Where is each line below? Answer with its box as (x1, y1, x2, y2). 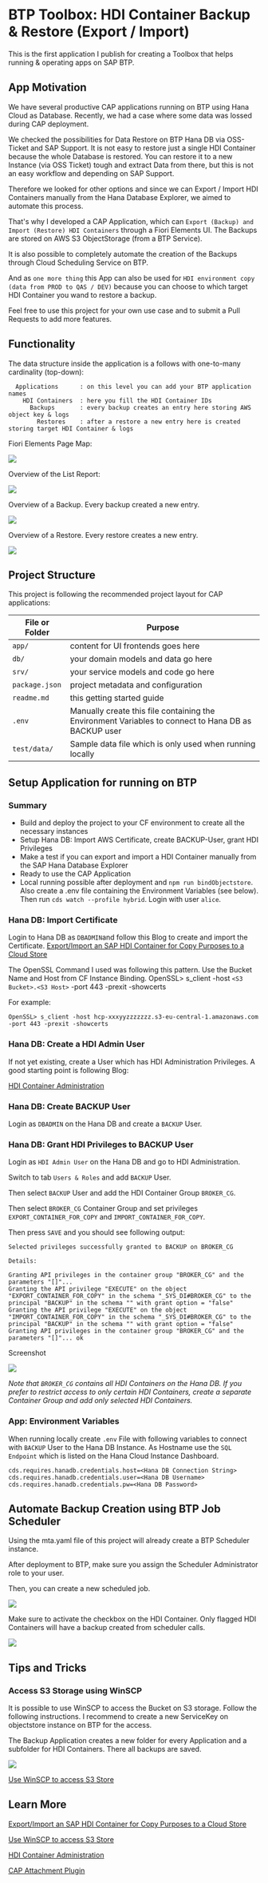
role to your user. (8, 1568, 65, 1578)
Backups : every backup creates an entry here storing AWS (29, 403, 251, 411)
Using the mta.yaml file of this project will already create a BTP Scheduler (8, 1536, 250, 1545)
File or (25, 617, 49, 628)
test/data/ (12, 744, 53, 754)
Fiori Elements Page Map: (8, 439, 93, 448)
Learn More (8, 1798, 67, 1812)
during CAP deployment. (8, 118, 89, 129)
